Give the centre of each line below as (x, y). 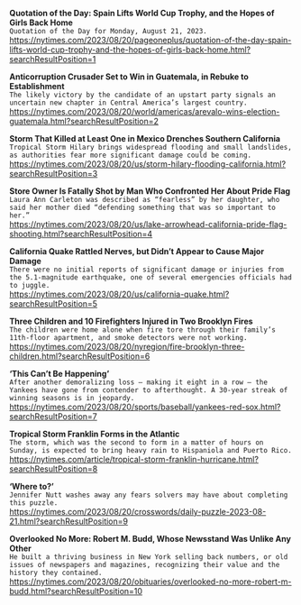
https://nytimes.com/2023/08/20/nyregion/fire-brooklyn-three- (127, 347)
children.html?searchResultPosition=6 (80, 356)
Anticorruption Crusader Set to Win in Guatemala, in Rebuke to (129, 77)
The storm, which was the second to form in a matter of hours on (137, 443)
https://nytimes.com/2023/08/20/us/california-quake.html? (119, 294)
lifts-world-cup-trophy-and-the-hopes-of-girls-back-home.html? (130, 50)
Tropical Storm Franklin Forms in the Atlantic (95, 434)
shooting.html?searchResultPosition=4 (81, 234)
